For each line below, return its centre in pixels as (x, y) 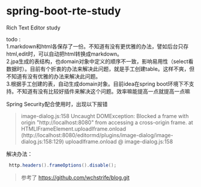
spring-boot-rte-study (64, 11)
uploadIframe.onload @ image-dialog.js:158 (119, 141)
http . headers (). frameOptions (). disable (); (63, 165)
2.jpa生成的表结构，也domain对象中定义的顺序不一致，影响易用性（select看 (100, 61)
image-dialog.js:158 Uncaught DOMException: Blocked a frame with (105, 116)
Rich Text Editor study (34, 28)
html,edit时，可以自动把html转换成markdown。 (64, 54)
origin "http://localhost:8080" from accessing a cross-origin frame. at (107, 122)
